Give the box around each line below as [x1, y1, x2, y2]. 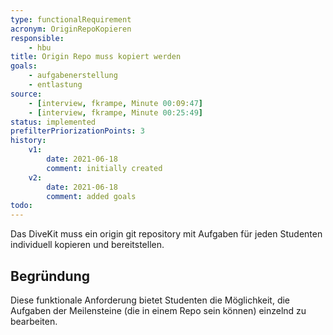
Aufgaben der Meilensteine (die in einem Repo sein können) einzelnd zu [10, 304, 307, 316]
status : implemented [10, 117, 97, 127]
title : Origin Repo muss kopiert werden [10, 52, 182, 62]
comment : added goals [46, 191, 137, 201]
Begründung [10, 267, 91, 285]
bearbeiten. [10, 315, 58, 327]
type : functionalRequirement [10, 14, 132, 25]
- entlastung [28, 80, 83, 90]
